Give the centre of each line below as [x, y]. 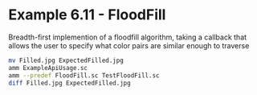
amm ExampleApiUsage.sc [48, 68]
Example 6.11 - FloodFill [87, 15]
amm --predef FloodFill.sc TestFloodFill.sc [84, 75]
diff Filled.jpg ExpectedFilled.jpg [69, 83]
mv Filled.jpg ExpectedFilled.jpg [66, 60]
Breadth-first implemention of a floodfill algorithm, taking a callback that [128, 37]
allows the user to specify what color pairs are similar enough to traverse [129, 45]
